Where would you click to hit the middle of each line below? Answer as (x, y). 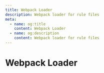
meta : (11, 19)
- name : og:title (28, 24)
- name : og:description (34, 33)
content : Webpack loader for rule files (57, 38)
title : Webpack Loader (29, 10)
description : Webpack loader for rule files (52, 15)
